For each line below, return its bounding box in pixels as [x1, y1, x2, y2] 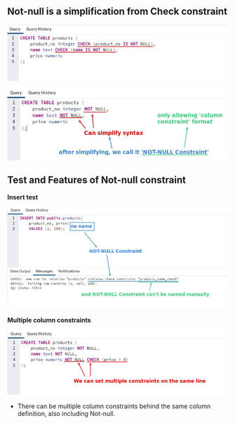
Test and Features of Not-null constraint [7, 174, 186, 186]
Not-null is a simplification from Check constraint [7, 6, 228, 18]
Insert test [7, 192, 39, 201]
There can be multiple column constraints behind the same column [17, 402, 211, 410]
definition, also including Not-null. [17, 410, 116, 418]
